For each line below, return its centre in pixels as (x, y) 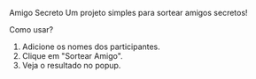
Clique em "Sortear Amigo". (72, 56)
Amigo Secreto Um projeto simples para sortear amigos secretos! (128, 13)
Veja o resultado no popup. (71, 65)
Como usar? (31, 29)
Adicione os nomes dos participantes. (91, 47)
